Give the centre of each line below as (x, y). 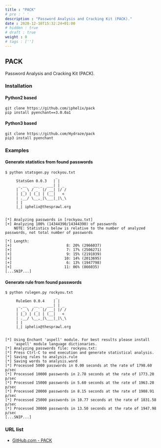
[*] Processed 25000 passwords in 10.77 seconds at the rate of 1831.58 (81, 400)
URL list (14, 429)
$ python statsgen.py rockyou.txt (40, 172)
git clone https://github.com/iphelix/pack (50, 108)
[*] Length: (17, 241)
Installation (19, 86)
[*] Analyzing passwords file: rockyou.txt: (51, 349)
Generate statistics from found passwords (49, 162)
